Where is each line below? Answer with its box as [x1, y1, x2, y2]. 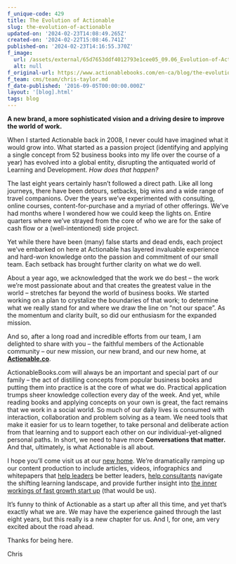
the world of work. [7, 122, 63, 130]
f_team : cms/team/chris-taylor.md [7, 75, 109, 83]
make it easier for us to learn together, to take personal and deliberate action [7, 421, 229, 429]
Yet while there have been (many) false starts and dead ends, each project [7, 238, 223, 246]
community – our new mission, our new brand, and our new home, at [7, 347, 206, 355]
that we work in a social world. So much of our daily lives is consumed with [7, 406, 225, 414]
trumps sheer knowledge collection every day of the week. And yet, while [7, 391, 220, 399]
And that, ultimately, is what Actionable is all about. [7, 443, 155, 451]
